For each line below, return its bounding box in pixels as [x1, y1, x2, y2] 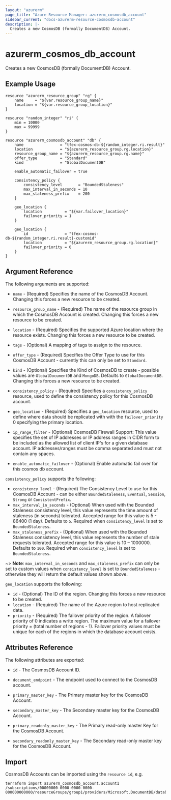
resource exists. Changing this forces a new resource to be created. [12, 332, 155, 338]
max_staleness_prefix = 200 [23, 191, 90, 196]
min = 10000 [14, 120, 40, 125]
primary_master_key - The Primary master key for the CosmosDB [12, 692, 149, 698]
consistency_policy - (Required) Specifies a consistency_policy [12, 388, 148, 394]
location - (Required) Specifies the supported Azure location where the [12, 327, 163, 333]
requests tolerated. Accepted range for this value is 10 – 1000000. [12, 540, 151, 546]
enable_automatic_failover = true [14, 169, 88, 174]
